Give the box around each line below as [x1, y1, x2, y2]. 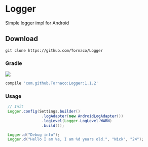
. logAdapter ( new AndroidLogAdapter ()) [41, 114, 124, 119]
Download [5, 34, 38, 43]
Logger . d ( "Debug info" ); [7, 132, 60, 137]
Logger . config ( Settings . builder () [7, 109, 81, 114]
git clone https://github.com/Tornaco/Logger [5, 48, 103, 53]
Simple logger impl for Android [5, 20, 69, 26]
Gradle [5, 59, 22, 66]
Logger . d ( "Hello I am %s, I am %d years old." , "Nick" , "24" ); [7, 137, 144, 142]
